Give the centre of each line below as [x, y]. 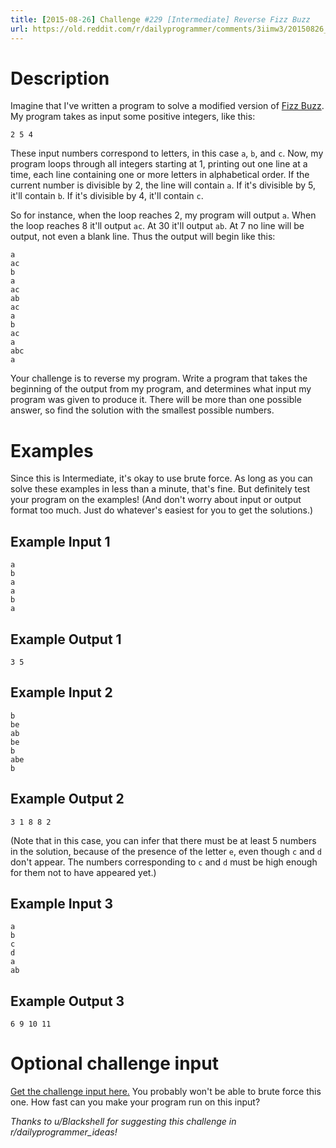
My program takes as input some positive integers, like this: [133, 117]
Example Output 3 [67, 1001]
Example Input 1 [60, 541]
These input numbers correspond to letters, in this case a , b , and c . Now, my [167, 153]
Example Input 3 [62, 904]
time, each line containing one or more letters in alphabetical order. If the [160, 175]
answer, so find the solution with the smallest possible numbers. [142, 410]
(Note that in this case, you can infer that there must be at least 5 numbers [163, 840]
